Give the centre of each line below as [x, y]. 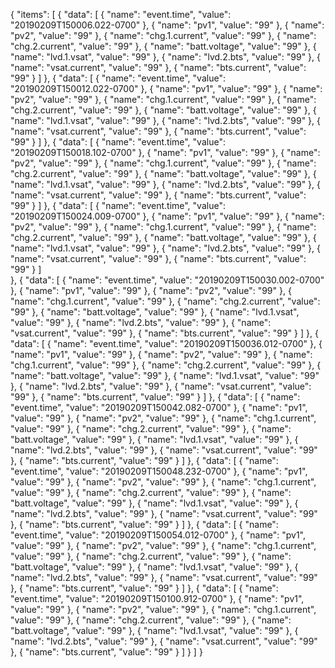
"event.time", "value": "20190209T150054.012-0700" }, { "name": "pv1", [158, 535]
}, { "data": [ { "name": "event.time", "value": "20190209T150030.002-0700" [167, 280]
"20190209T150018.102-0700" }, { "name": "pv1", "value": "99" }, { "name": [165, 152]
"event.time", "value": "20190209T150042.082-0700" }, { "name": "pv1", [159, 407]
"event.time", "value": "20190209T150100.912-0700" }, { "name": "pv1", [157, 598]
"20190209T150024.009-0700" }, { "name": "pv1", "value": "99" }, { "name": [167, 216]
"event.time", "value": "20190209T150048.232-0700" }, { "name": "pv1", [159, 471]
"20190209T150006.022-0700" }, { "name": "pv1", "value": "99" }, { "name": [167, 25]
